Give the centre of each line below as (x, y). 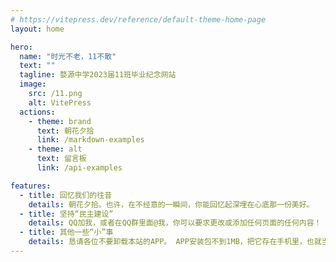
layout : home (37, 29)
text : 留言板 (61, 159)
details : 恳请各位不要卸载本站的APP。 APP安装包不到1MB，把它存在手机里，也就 (175, 242)
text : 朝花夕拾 (65, 131)
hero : (21, 47)
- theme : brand (60, 121)
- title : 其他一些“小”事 (66, 232)
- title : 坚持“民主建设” (66, 214)
